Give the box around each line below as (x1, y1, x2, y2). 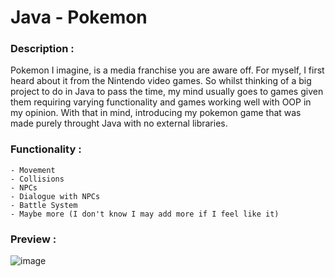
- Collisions (10, 174, 65, 184)
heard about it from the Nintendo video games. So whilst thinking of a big (10, 75, 312, 87)
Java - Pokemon (10, 6, 148, 29)
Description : (10, 42, 75, 56)
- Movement (10, 165, 56, 175)
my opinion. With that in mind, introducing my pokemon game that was (10, 107, 302, 119)
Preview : (10, 232, 57, 246)
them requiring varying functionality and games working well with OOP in (10, 96, 312, 108)
